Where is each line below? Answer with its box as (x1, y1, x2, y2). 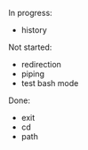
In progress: (8, 8, 52, 18)
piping (20, 68, 45, 79)
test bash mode (20, 78, 79, 88)
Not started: (8, 42, 52, 52)
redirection (20, 59, 61, 69)
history (20, 25, 48, 35)
